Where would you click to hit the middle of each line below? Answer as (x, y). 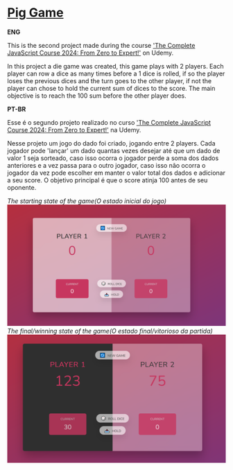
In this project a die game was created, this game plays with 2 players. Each (115, 66)
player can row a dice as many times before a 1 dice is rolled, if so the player (116, 73)
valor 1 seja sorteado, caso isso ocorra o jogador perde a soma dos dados (113, 158)
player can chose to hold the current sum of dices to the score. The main (111, 88)
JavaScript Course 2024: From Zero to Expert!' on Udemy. (90, 53)
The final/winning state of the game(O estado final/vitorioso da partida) (110, 331)
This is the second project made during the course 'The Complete (101, 45)
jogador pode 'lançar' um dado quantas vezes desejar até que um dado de (114, 150)
